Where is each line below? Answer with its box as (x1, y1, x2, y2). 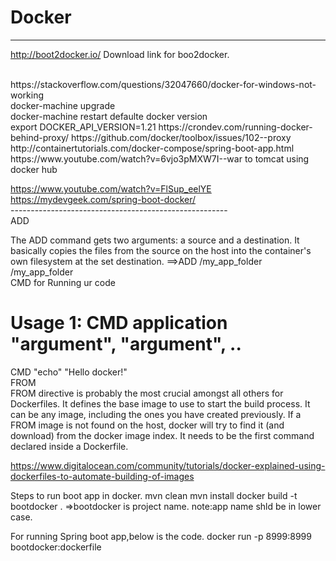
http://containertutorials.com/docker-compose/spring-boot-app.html (10, 142, 295, 154)
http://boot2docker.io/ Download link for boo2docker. (10, 48, 230, 60)
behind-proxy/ (10, 131, 70, 143)
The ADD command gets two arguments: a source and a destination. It (10, 234, 300, 246)
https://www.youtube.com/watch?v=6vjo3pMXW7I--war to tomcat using (10, 152, 310, 165)
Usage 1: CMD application (10, 312, 228, 335)
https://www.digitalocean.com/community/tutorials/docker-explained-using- (10, 459, 326, 471)
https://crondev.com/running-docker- (158, 121, 313, 133)
